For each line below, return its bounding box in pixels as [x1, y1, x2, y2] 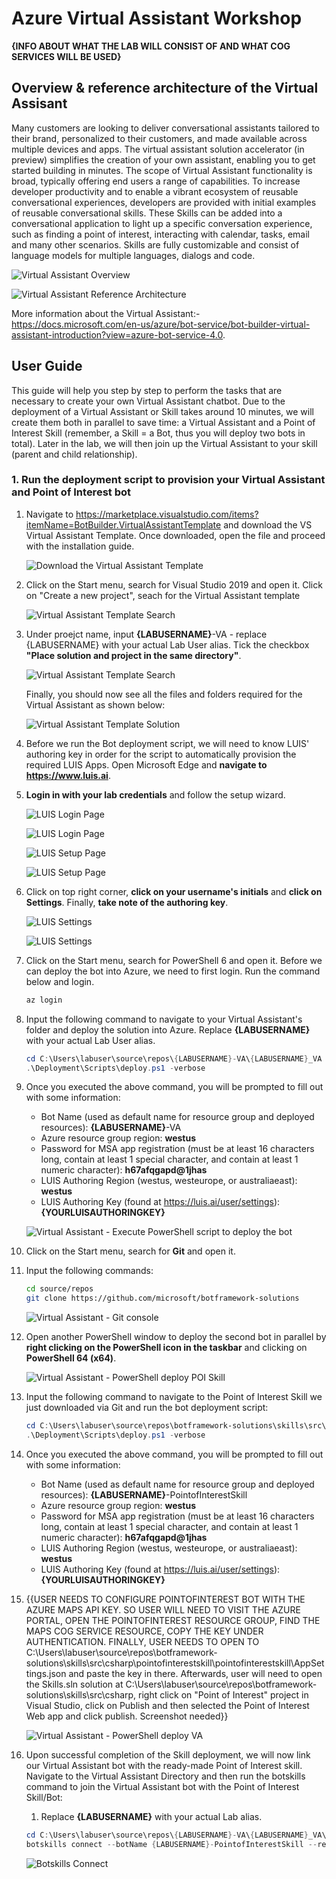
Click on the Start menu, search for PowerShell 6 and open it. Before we [25, 954, 323, 966]
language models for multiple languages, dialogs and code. [11, 249, 256, 261]
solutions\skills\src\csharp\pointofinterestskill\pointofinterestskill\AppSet [25, 1657, 325, 1669]
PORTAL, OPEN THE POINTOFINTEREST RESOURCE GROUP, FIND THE [25, 1614, 321, 1626]
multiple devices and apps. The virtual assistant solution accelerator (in [11, 143, 305, 155]
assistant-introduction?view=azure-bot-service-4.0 [11, 328, 224, 341]
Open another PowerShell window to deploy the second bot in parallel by [25, 1331, 327, 1343]
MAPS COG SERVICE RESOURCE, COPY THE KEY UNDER [25, 1625, 264, 1637]
